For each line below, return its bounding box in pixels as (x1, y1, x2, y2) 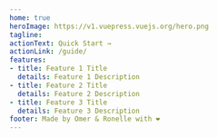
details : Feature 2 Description (17, 89, 141, 98)
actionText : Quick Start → (9, 38, 112, 48)
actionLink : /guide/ (9, 47, 88, 56)
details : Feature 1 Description (17, 73, 141, 82)
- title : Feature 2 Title (9, 81, 107, 90)
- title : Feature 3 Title (9, 97, 107, 107)
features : (9, 55, 47, 64)
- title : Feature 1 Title (9, 64, 107, 74)
